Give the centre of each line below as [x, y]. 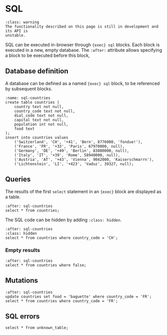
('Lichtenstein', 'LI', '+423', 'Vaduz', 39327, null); [74, 164]
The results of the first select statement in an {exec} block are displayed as [83, 191]
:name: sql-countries [28, 98]
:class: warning [22, 22]
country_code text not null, [45, 111]
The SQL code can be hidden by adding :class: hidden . [63, 220]
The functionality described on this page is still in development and [82, 26]
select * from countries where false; [46, 265]
